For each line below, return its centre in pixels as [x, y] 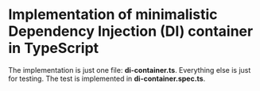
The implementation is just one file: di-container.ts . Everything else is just [130, 70]
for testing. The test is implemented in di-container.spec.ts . [107, 78]
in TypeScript [54, 48]
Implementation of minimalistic [113, 15]
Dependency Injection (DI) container [131, 31]
